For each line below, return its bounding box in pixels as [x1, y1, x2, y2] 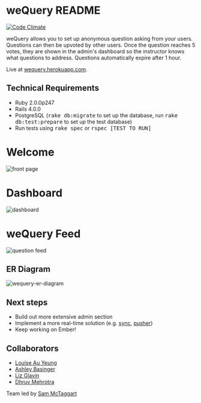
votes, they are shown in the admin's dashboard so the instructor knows [6, 47, 185, 54]
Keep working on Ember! [14, 326, 76, 333]
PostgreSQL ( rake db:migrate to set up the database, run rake [14, 111, 178, 119]
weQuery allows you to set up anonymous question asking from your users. [6, 35, 193, 42]
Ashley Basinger [14, 366, 56, 372]
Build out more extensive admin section [14, 313, 113, 320]
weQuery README [6, 4, 101, 17]
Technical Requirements [6, 83, 100, 93]
